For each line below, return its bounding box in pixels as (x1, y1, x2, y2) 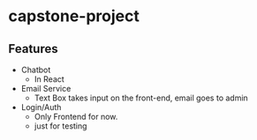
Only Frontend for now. (34, 112, 118, 122)
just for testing (34, 121, 87, 131)
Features (8, 41, 58, 56)
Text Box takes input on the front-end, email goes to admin (34, 92, 248, 103)
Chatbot (20, 64, 51, 75)
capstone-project (8, 6, 140, 26)
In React (34, 74, 65, 85)
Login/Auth (20, 102, 62, 112)
